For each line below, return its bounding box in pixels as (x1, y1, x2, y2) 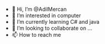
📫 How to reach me (11, 32, 61, 38)
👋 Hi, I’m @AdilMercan (11, 6, 67, 12)
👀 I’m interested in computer (11, 12, 81, 19)
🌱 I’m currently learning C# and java (11, 18, 100, 25)
